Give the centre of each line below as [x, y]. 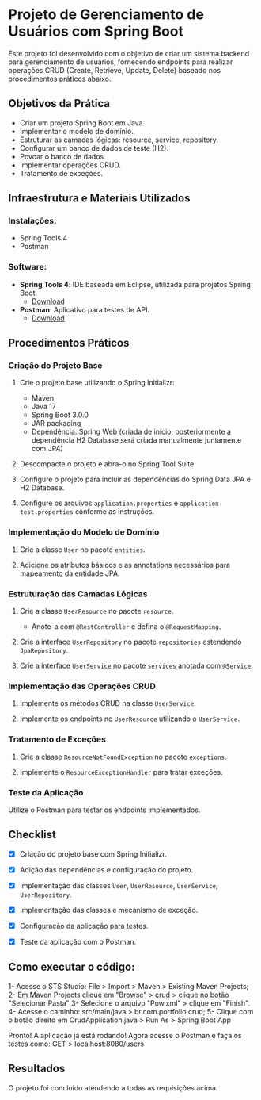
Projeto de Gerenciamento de [106, 15]
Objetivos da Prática [59, 103]
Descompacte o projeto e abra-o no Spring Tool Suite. [108, 464]
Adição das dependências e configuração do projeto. [106, 869]
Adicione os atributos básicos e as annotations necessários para [125, 565]
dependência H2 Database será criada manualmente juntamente [136, 440]
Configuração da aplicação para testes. [84, 926]
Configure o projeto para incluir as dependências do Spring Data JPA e [135, 479]
